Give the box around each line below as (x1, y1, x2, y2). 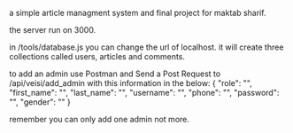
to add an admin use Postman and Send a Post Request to (9, 68, 221, 79)
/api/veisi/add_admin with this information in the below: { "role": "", (9, 78, 252, 88)
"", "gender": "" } (9, 97, 71, 107)
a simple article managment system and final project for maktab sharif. (9, 8, 266, 18)
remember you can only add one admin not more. (9, 114, 190, 124)
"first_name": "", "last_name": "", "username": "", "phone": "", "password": (9, 88, 280, 98)
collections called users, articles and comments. (9, 51, 186, 61)
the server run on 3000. (9, 25, 96, 35)
